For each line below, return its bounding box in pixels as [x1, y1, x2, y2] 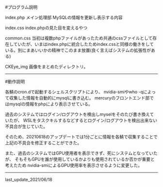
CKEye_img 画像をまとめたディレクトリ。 [5, 64, 88, 69]
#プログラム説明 [5, 4, 38, 10]
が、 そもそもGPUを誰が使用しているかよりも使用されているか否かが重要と [5, 156, 155, 162]
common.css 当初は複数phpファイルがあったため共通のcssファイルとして [5, 35, 153, 41]
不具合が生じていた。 [5, 123, 48, 129]
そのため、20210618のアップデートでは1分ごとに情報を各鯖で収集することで [5, 134, 158, 139]
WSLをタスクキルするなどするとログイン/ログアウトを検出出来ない [23, 118, 158, 123]
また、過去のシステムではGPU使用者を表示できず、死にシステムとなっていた [5, 150, 158, 156]
